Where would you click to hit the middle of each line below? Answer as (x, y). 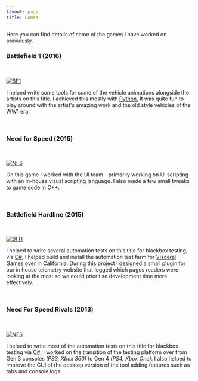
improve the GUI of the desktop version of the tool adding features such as (98, 365)
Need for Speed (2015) (40, 138)
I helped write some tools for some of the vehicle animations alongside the (98, 92)
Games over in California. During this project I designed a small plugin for (96, 263)
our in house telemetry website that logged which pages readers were (92, 270)
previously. (20, 41)
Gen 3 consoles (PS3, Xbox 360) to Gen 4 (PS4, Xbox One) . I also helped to (99, 358)
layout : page (22, 12)
